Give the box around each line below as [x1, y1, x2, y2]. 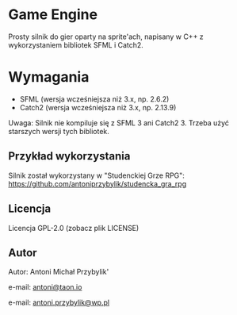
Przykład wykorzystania [8, 149, 131, 163]
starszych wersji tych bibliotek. [8, 126, 109, 136]
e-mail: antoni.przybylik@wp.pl [8, 298, 109, 307]
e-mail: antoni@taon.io [8, 282, 82, 292]
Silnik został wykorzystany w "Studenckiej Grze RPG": [8, 171, 185, 180]
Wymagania [8, 68, 90, 86]
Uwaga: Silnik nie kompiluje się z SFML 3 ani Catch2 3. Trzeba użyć [8, 117, 230, 128]
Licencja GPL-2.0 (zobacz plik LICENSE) [8, 223, 140, 232]
